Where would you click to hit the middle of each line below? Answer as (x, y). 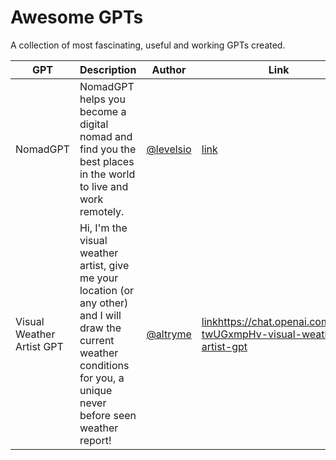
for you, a (102, 378)
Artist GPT (39, 346)
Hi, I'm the (103, 228)
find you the (108, 149)
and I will (100, 315)
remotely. (102, 211)
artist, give (104, 265)
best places (107, 161)
